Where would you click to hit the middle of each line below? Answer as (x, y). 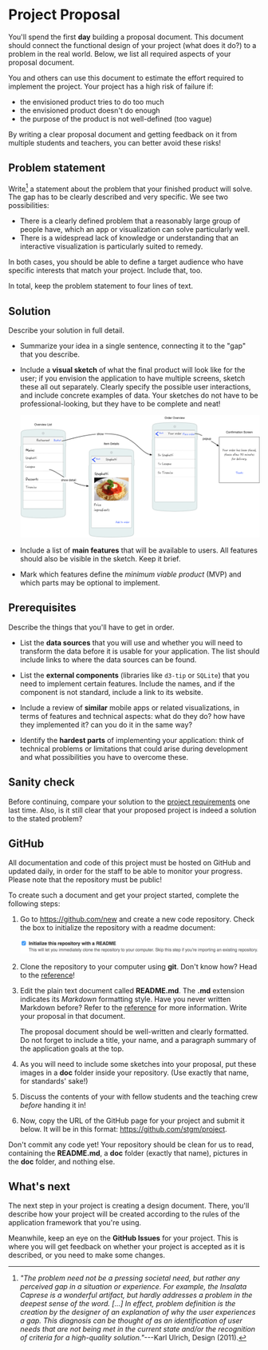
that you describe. (49, 354)
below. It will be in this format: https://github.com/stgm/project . (123, 1128)
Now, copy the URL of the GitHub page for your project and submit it (132, 1120)
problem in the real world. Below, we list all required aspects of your (120, 54)
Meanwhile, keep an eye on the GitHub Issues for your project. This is (124, 1238)
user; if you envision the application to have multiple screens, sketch (132, 378)
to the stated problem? (45, 818)
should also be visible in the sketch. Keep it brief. (100, 559)
